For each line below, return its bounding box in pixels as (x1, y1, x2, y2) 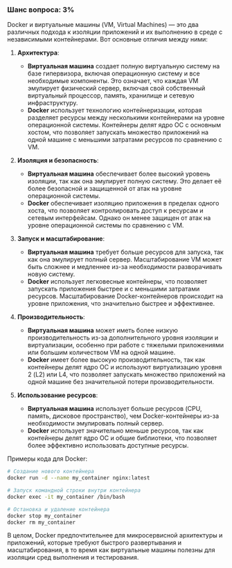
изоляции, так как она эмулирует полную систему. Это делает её (27, 177, 222, 185)
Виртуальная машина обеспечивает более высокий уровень (27, 170, 211, 178)
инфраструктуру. (27, 99, 78, 107)
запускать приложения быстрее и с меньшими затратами (27, 285, 200, 293)
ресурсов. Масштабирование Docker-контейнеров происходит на (27, 292, 224, 300)
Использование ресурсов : (17, 391, 98, 399)
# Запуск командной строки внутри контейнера (7, 487, 141, 494)
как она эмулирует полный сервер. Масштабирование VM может (27, 255, 222, 264)
